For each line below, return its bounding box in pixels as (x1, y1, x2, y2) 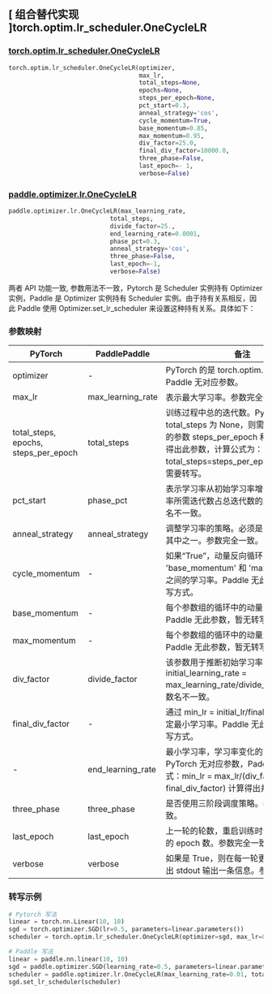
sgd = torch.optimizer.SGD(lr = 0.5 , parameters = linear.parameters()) (8, 925, 244, 934)
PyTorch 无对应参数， (165, 758, 249, 770)
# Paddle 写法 (8, 948, 54, 956)
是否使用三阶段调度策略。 (165, 798, 263, 810)
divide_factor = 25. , (109, 222, 176, 230)
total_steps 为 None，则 (165, 419, 257, 430)
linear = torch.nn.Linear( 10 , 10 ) (8, 918, 125, 926)
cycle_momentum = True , (138, 116, 212, 124)
